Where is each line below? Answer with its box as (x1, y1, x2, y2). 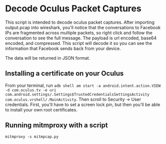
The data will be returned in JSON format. (5, 55, 91, 61)
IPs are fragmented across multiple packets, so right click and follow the (5, 30, 153, 36)
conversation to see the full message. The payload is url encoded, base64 (5, 35, 157, 41)
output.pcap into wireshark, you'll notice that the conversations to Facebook (5, 24, 161, 30)
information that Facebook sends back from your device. (5, 45, 121, 51)
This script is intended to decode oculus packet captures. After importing (5, 19, 155, 25)
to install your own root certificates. (5, 107, 78, 112)
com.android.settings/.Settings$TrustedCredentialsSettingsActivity (5, 92, 150, 97)
